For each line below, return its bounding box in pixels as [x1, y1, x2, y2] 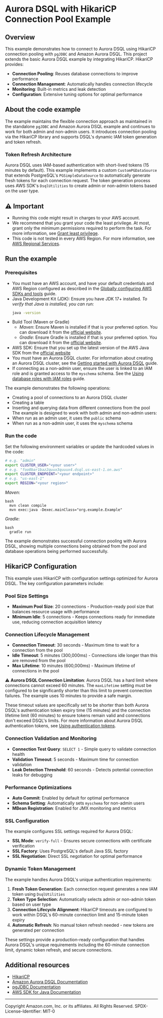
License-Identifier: [5, 1008, 42, 1014]
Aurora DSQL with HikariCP [5, 3, 117, 15]
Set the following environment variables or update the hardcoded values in [5, 443, 154, 450]
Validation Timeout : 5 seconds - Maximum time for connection [12, 756, 139, 762]
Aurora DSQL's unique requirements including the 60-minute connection [5, 942, 149, 948]
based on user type [12, 901, 51, 907]
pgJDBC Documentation [12, 984, 61, 990]
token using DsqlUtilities [12, 891, 65, 897]
